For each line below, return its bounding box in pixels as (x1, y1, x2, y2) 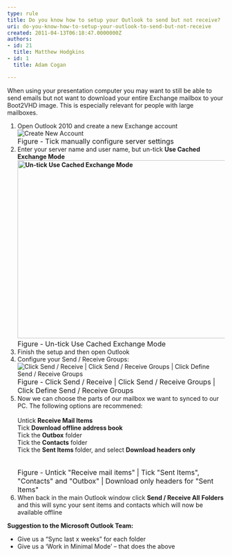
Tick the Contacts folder (17, 438, 88, 446)
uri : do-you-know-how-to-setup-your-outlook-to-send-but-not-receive (7, 23, 212, 30)
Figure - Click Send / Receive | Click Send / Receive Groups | (17, 377, 215, 386)
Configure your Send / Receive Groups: (17, 355, 130, 363)
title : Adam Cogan (13, 61, 67, 68)
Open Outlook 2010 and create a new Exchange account (17, 121, 178, 130)
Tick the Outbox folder (17, 430, 83, 439)
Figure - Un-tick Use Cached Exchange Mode (17, 339, 166, 348)
